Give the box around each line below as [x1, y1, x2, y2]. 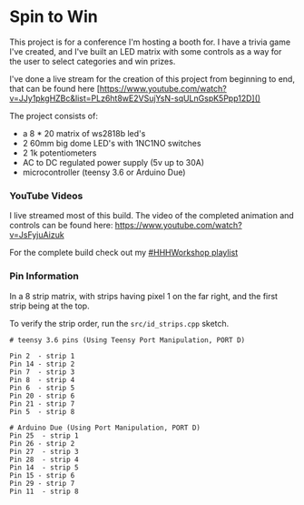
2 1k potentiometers [22, 147, 97, 158]
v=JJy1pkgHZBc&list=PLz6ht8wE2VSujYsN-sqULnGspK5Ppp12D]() [9, 93, 261, 104]
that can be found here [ [9, 83, 101, 94]
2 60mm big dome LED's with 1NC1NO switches [22, 137, 201, 148]
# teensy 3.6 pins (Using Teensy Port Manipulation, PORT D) [9, 335, 246, 345]
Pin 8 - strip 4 [9, 375, 75, 384]
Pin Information [9, 270, 79, 283]
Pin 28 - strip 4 [9, 455, 79, 464]
